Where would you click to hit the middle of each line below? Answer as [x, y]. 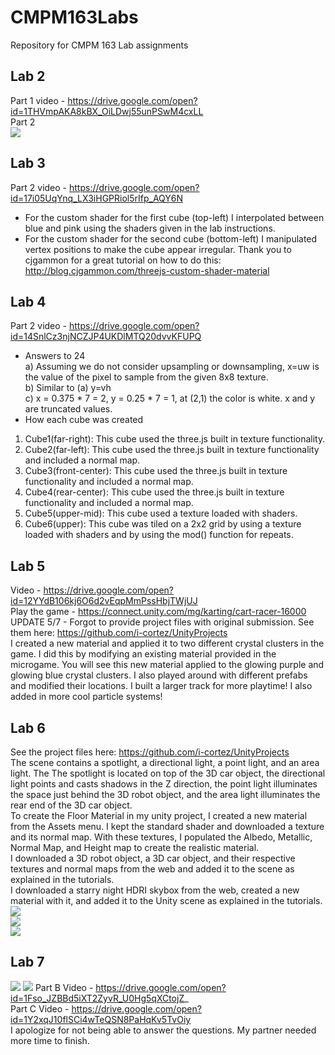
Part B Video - [64, 987]
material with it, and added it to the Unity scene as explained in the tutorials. [166, 900]
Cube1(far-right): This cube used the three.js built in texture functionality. [175, 439]
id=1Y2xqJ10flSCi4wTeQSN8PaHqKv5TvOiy [101, 1019]
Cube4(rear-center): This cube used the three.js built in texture [154, 492]
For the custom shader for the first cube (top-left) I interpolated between [174, 217]
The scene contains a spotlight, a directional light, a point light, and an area [165, 762]
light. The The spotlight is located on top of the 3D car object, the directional [168, 773]
